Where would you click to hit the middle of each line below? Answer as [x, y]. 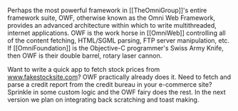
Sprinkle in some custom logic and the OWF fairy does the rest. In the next [117, 92]
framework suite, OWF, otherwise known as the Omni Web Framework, [112, 18]
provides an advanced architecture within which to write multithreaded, [112, 25]
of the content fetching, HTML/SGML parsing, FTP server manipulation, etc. [119, 41]
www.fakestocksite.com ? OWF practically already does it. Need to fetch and [119, 77]
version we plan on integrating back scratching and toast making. [103, 100]
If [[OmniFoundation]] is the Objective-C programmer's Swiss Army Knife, [116, 48]
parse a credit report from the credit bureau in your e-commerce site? [110, 84]
